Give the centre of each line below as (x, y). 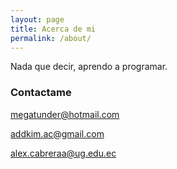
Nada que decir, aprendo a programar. (89, 67)
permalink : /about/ (51, 38)
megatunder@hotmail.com (65, 114)
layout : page (37, 19)
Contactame (41, 93)
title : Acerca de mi (53, 29)
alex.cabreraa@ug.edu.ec (63, 153)
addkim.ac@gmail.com (57, 133)
